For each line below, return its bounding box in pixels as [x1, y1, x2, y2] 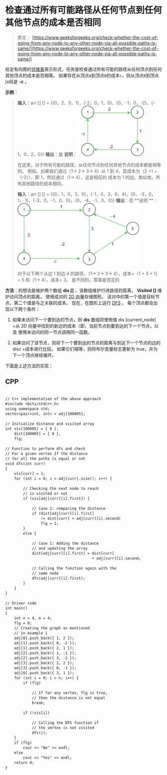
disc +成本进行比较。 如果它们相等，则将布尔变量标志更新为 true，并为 [12, 346, 158, 352]
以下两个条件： [9, 306, 40, 312]
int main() [5, 606, 28, 611]
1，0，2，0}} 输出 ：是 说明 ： [17, 151, 78, 157]
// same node [31, 571, 59, 576]
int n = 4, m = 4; [14, 616, 52, 620]
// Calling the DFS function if [31, 720, 99, 725]
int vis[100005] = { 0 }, [5, 426, 59, 431]
